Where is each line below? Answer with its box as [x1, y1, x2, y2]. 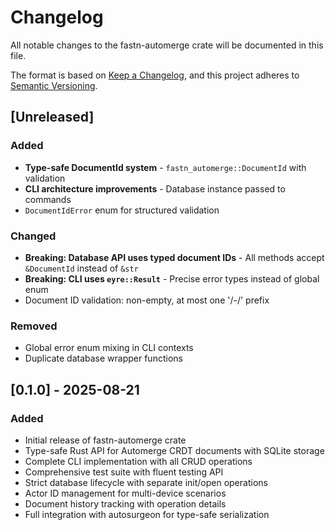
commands [24, 193, 72, 205]
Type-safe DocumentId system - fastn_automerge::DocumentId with [24, 161, 307, 173]
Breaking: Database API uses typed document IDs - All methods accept [24, 251, 325, 263]
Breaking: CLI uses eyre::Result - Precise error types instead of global [24, 272, 320, 285]
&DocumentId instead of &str [24, 262, 139, 274]
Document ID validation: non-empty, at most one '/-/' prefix [24, 294, 270, 306]
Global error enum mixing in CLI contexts [24, 342, 194, 354]
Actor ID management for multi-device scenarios [24, 487, 227, 499]
